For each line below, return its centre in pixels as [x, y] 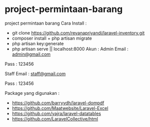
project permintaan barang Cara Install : [46, 23]
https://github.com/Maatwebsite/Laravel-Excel [60, 108]
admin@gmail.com [31, 54]
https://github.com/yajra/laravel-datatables [56, 113]
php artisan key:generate [38, 43]
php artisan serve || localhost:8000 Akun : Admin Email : [70, 49]
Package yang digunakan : [32, 93]
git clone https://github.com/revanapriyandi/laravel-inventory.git [78, 33]
